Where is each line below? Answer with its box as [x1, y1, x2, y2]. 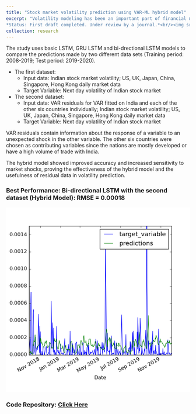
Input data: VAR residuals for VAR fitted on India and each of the [23, 99, 177, 106]
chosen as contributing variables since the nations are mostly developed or [6, 142, 187, 149]
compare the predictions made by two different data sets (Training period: [6, 51, 184, 58]
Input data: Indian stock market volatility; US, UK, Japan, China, [23, 75, 176, 82]
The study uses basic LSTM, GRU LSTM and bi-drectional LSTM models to [6, 44, 185, 52]
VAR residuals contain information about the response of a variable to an [6, 129, 181, 137]
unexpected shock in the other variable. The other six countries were [6, 136, 172, 143]
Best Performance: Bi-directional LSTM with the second [6, 187, 168, 195]
